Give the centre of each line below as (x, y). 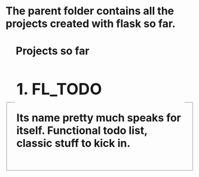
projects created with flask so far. (91, 24)
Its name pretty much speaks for (99, 118)
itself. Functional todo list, (82, 131)
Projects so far (53, 51)
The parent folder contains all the (90, 11)
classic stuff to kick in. (74, 143)
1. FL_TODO (59, 89)
